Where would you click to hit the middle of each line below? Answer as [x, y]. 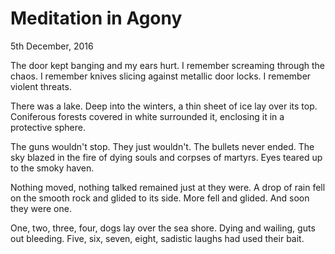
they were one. [41, 208]
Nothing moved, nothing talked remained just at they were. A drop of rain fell [168, 187]
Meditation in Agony [96, 18]
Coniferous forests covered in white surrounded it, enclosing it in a [147, 116]
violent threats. [41, 86]
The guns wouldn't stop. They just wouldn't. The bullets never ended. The [162, 146]
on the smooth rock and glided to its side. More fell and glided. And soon [160, 198]
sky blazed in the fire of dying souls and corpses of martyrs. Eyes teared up [166, 157]
